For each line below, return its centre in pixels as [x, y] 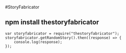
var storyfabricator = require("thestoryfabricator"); [62, 34]
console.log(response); [38, 42]
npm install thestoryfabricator [52, 22]
